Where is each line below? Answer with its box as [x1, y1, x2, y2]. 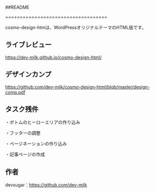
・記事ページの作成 [5, 151, 45, 158]
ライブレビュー [5, 40, 52, 49]
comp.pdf [5, 89, 26, 95]
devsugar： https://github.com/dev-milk [5, 182, 87, 188]
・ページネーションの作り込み [5, 141, 67, 147]
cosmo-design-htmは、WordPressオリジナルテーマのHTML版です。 [5, 25, 146, 30]
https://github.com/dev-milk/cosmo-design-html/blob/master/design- [5, 84, 150, 90]
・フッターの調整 [5, 130, 41, 136]
